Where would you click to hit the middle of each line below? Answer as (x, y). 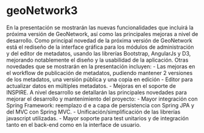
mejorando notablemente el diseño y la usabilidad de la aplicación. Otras (97, 60)
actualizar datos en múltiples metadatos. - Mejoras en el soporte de (91, 85)
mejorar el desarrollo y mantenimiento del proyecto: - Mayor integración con (102, 99)
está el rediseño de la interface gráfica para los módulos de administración (100, 47)
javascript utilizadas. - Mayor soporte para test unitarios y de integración (97, 118)
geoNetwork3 (42, 11)
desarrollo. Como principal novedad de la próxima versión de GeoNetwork (100, 40)
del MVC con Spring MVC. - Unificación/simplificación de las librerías (93, 112)
